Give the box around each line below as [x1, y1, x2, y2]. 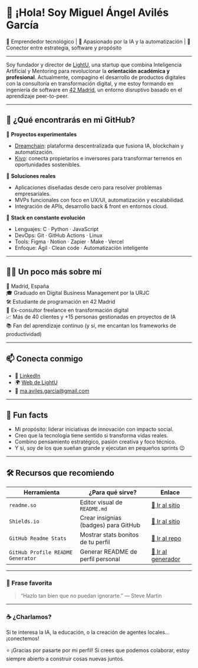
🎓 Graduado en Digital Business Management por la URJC [6, 289, 150, 296]
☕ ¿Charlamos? [6, 613, 52, 621]
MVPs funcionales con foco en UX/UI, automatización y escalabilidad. [14, 196, 184, 203]
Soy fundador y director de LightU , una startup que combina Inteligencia [6, 61, 182, 68]
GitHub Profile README [9, 549, 72, 555]
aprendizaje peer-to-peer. [6, 92, 69, 100]
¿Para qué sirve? [88, 488, 137, 496]
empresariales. [14, 190, 51, 197]
